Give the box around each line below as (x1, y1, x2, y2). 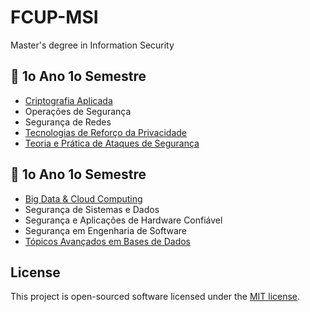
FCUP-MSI (10, 6, 99, 29)
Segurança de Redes (24, 116, 112, 128)
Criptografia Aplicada (24, 94, 113, 106)
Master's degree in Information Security (10, 39, 175, 51)
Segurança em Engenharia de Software (24, 224, 188, 236)
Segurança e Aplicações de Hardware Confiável (24, 214, 223, 226)
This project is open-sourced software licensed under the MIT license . (10, 291, 301, 303)
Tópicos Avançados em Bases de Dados (24, 235, 192, 247)
